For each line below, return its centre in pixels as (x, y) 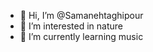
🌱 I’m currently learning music (81, 36)
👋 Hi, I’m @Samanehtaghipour (81, 15)
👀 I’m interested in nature (71, 26)
